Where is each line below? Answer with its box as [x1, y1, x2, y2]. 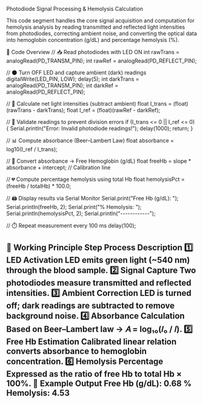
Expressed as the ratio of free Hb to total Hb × [6, 369, 182, 379]
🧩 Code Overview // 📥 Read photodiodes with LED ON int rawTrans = [6, 49, 180, 55]
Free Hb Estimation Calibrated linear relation [6, 337, 177, 347]
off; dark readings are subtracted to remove [6, 301, 175, 311]
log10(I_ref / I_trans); [6, 146, 58, 152]
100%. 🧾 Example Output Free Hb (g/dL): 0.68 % [6, 378, 192, 389]
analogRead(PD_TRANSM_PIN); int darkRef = [6, 82, 119, 89]
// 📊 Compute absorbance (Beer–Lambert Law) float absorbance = [6, 137, 175, 144]
